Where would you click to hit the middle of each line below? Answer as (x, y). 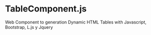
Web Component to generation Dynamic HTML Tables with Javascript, (76, 22)
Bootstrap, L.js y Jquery (29, 27)
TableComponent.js (46, 9)
